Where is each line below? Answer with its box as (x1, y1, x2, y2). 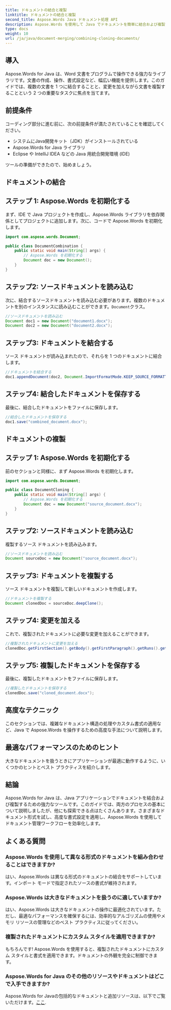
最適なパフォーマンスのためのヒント (5, 743, 119, 752)
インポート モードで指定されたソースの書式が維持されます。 (13, 880, 139, 886)
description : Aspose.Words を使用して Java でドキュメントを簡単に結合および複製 (5, 21, 165, 27)
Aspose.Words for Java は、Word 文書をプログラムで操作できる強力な (5, 70, 153, 77)
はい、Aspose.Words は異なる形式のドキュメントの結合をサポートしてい (5, 874, 158, 880)
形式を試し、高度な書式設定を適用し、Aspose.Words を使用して (27, 814, 162, 820)
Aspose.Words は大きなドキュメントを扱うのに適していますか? (5, 894, 162, 901)
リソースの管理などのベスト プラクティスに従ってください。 (15, 919, 141, 925)
